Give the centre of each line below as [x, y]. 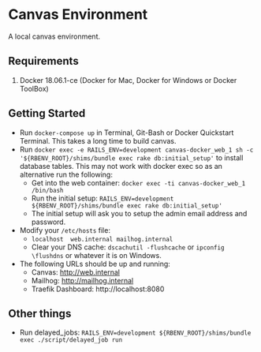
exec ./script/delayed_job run [71, 340]
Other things [40, 313]
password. [48, 222]
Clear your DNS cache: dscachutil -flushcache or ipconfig [128, 247]
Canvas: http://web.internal [76, 272]
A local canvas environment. [54, 36]
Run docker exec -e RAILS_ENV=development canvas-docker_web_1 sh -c [136, 149]
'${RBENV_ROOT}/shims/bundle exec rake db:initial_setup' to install [131, 157]
